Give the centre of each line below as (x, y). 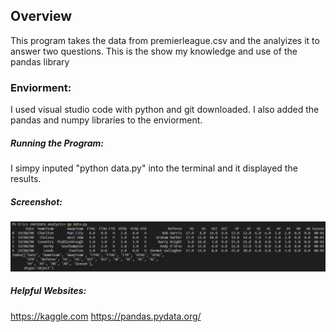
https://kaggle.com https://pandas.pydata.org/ (106, 316)
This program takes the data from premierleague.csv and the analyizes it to (165, 40)
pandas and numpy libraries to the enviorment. (106, 120)
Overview (41, 16)
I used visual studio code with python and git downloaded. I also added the (165, 110)
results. (26, 179)
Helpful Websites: (48, 291)
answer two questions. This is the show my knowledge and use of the (154, 51)
